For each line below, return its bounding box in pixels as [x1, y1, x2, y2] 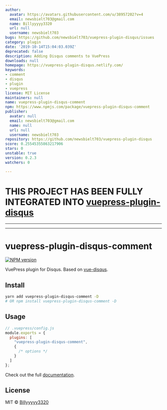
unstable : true [5, 151, 37, 156]
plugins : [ [9, 335, 32, 340]
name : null [9, 123, 32, 128]
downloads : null [5, 58, 39, 63]
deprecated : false [5, 49, 43, 54]
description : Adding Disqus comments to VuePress [5, 53, 110, 59]
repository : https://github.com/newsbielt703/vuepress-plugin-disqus [5, 137, 153, 142]
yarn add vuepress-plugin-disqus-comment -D [5, 294, 99, 299]
